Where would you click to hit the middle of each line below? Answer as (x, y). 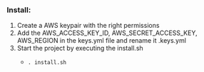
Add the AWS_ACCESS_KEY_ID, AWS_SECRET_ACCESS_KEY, (107, 33)
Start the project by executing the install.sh (80, 48)
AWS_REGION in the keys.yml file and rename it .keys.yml (102, 41)
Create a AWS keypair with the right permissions (88, 26)
